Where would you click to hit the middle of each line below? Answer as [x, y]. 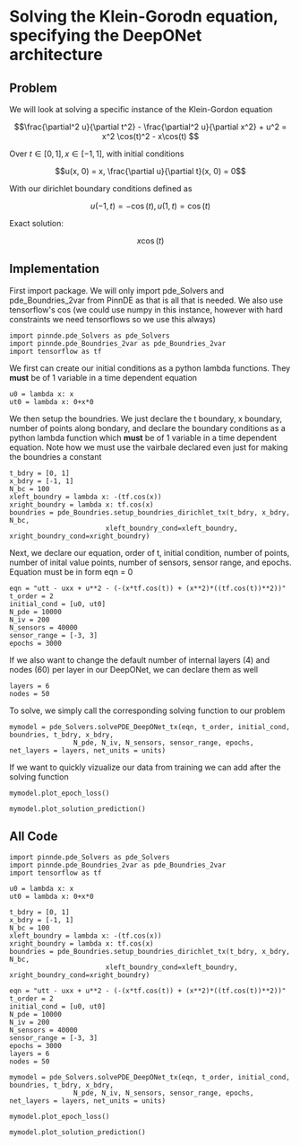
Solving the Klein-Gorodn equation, [144, 17]
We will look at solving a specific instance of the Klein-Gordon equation [141, 109]
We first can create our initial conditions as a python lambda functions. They [150, 368]
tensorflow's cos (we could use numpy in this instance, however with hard [146, 309]
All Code [34, 837]
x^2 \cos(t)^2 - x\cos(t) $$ [150, 136]
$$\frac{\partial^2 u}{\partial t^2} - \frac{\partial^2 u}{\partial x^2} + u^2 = [150, 127]
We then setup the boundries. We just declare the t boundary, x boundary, [146, 419]
